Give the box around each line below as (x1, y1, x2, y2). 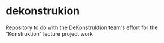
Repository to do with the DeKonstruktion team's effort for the (5, 24, 158, 31)
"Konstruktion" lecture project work (5, 30, 93, 37)
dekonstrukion (5, 4, 80, 18)
